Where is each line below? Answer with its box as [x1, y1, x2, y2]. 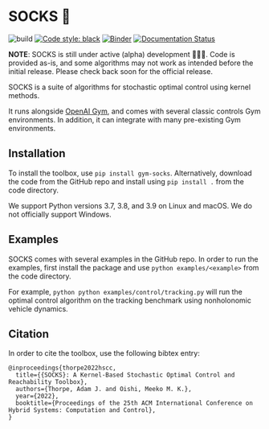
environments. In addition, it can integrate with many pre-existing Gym [8, 114, 241, 124]
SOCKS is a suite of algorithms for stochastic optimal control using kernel [8, 82, 251, 92]
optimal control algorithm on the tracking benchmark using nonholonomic [8, 295, 251, 305]
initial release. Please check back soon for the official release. [8, 66, 213, 76]
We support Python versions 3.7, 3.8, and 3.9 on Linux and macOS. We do [8, 200, 253, 210]
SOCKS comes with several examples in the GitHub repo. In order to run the [8, 254, 259, 264]
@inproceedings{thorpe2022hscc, [8, 364, 116, 373]
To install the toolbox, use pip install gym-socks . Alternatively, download [8, 168, 253, 178]
